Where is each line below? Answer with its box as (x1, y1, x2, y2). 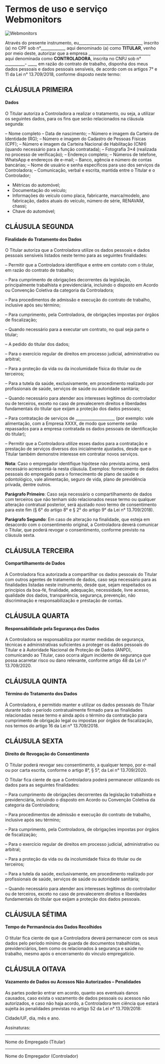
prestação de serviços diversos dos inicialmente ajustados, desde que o (5, 446, 151, 452)
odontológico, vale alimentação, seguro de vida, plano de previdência (5, 476, 146, 482)
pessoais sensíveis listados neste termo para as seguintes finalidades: (5, 253, 147, 259)
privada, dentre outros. (5, 482, 52, 488)
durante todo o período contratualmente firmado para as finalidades (5, 707, 143, 713)
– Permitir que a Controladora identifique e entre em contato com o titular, (5, 262, 155, 268)
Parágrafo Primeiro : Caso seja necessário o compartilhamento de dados (5, 491, 152, 497)
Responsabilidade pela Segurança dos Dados (5, 625, 100, 631)
